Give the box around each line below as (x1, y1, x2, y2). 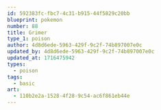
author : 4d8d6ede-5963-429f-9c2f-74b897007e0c (7, 42, 143, 49)
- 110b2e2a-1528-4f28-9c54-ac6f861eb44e (13, 93, 130, 100)
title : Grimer (7, 29, 48, 36)
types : (7, 61, 26, 68)
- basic (13, 80, 36, 87)
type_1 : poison (7, 36, 51, 42)
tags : (7, 73, 23, 81)
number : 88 (7, 23, 38, 29)
